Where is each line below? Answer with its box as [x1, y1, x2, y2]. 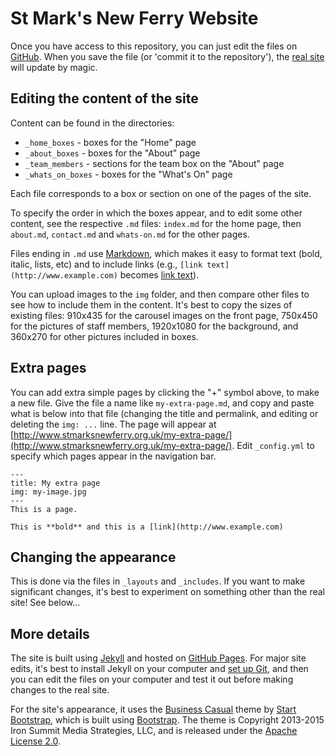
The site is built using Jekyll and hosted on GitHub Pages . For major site [10, 652, 307, 664]
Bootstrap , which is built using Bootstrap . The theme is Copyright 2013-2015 [10, 714, 325, 726]
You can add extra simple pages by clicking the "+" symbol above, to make [10, 386, 320, 398]
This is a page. [10, 504, 78, 514]
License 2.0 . [10, 735, 61, 747]
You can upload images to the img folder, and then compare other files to [10, 288, 310, 300]
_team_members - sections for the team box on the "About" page [24, 157, 285, 169]
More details [10, 625, 90, 642]
